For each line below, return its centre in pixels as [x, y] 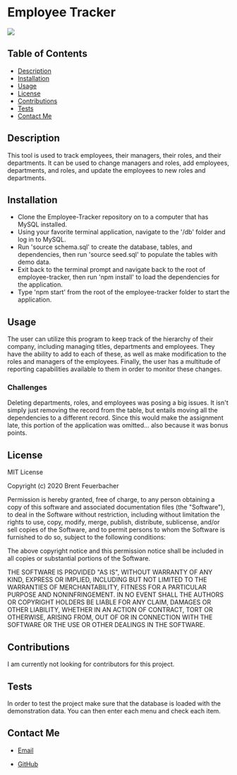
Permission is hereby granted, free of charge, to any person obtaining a [111, 500]
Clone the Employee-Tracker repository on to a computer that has [113, 217]
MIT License [25, 472]
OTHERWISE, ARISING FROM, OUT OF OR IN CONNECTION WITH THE [110, 617]
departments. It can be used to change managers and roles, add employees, [118, 163]
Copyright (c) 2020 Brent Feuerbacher [63, 486]
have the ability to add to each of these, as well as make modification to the [117, 354]
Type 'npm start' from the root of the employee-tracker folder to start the [123, 292]
